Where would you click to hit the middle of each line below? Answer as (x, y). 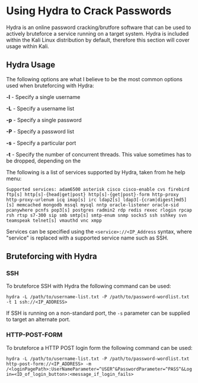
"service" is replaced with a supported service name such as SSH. (87, 238)
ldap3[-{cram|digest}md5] (154, 200)
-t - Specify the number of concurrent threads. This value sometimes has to (99, 154)
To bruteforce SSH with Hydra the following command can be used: (89, 286)
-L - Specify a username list (40, 108)
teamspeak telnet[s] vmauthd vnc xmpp (54, 221)
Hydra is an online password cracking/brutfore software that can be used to (99, 27)
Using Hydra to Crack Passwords (89, 11)
